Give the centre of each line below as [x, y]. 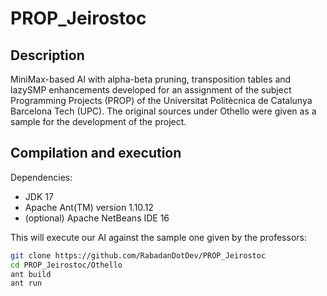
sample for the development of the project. [98, 121]
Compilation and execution [96, 153]
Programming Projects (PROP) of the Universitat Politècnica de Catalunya [161, 100]
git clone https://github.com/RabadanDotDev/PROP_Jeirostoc [138, 255]
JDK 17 [39, 196]
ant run [26, 283]
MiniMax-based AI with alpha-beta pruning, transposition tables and [151, 79]
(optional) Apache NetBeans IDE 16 [97, 218]
